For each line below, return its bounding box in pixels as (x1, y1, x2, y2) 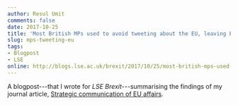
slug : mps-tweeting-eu (7, 37, 74, 44)
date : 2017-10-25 (7, 23, 59, 30)
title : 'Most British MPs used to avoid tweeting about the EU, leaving (7, 30, 227, 37)
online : (7, 63, 30, 70)
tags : (7, 43, 23, 50)
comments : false (7, 17, 55, 24)
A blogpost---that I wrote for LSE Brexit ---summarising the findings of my (7, 82, 223, 90)
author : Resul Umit (7, 10, 65, 18)
